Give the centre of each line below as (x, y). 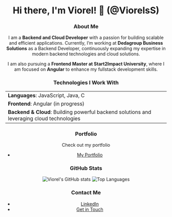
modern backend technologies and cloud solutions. (86, 54)
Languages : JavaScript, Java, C (46, 95)
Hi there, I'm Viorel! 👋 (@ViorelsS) (86, 11)
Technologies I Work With (86, 83)
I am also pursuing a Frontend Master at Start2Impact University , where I (86, 64)
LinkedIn (90, 204)
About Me (86, 27)
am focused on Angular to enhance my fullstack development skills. (86, 69)
